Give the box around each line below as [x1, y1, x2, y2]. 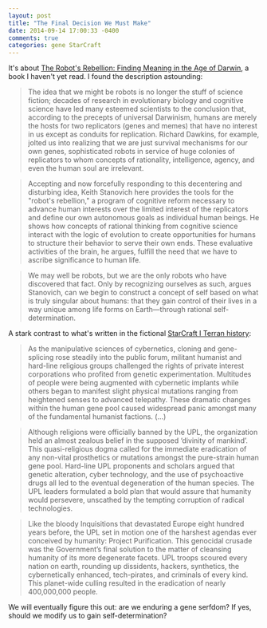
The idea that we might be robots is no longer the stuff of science [27, 87, 243, 97]
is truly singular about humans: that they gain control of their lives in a [27, 296, 257, 306]
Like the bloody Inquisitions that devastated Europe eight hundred [27, 519, 245, 529]
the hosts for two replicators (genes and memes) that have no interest [27, 121, 257, 131]
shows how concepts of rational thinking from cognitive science [27, 221, 238, 231]
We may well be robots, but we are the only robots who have [27, 271, 227, 280]
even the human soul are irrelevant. [27, 164, 144, 173]
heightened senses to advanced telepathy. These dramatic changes [27, 395, 251, 405]
